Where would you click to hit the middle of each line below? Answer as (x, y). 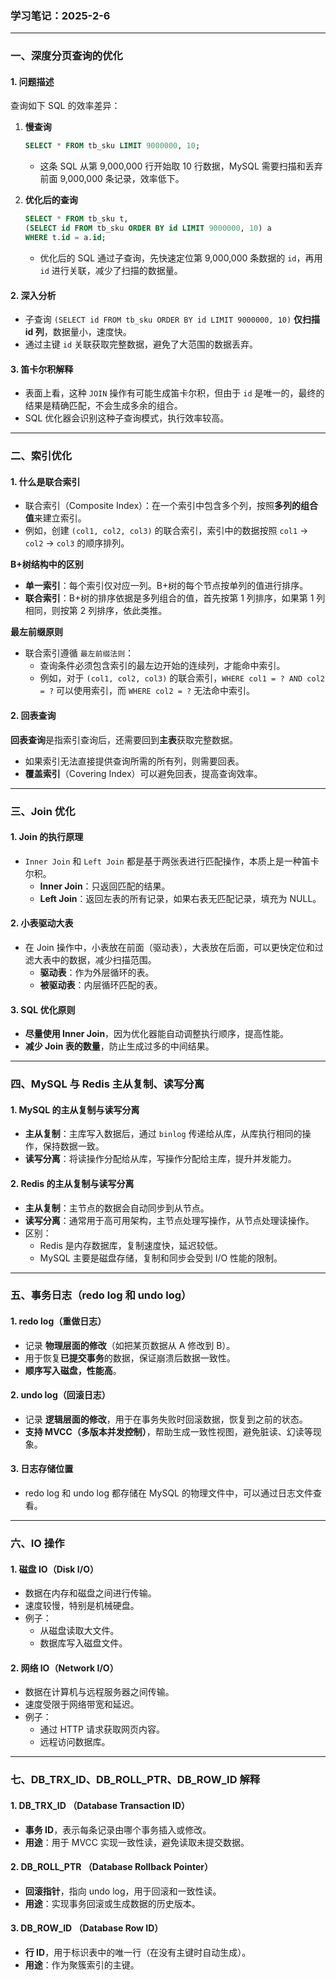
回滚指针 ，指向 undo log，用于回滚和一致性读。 (123, 1891)
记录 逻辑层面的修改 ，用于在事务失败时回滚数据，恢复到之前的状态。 (166, 1419)
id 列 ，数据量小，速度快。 (78, 332)
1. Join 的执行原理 (47, 837)
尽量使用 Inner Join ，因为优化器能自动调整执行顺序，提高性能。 (157, 1034)
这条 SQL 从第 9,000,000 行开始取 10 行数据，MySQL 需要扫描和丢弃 (181, 166)
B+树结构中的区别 (47, 564)
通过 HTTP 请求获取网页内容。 (102, 1729)
